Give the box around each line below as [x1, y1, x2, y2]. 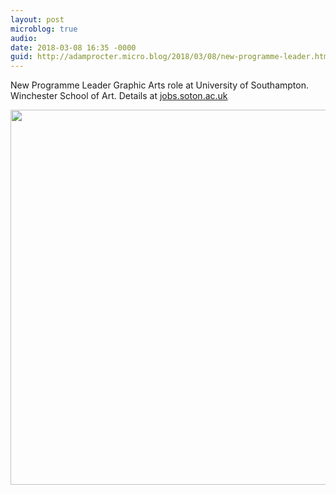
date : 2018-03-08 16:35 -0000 [10, 42, 137, 53]
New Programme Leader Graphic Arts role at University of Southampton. [10, 79, 309, 91]
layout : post [10, 14, 65, 25]
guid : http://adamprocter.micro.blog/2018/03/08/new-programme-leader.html [10, 52, 333, 62]
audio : [10, 33, 38, 43]
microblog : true [10, 24, 78, 34]
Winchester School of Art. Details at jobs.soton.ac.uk [10, 90, 228, 102]
